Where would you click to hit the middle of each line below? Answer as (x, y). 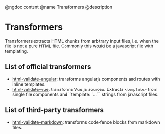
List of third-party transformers (55, 110)
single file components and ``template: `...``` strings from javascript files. (85, 94)
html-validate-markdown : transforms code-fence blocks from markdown (86, 122)
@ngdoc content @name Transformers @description (59, 7)
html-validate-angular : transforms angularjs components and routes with (86, 79)
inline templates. (29, 84)
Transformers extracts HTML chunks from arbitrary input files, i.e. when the (82, 41)
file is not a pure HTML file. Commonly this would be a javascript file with (79, 46)
